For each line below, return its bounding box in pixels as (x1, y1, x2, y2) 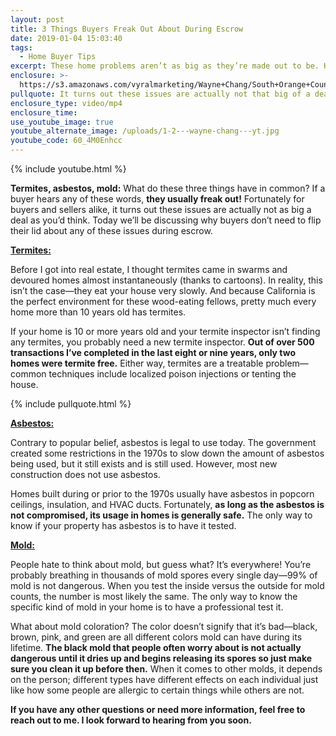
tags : (10, 42, 33, 53)
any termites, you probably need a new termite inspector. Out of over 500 (10, 336, 315, 348)
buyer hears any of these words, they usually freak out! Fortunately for (10, 193, 305, 205)
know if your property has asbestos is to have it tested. (10, 520, 237, 531)
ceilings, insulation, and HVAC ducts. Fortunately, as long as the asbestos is (10, 499, 325, 510)
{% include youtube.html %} (10, 163, 127, 175)
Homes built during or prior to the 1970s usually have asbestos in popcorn (10, 488, 315, 500)
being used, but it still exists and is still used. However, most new (10, 458, 278, 470)
